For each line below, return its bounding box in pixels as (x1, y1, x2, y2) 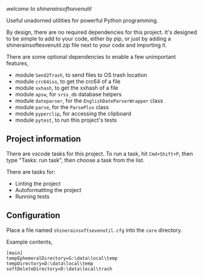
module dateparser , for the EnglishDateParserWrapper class (15, 97, 164, 104)
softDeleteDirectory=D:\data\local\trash (6, 266, 113, 272)
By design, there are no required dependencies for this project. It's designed (6, 28, 198, 36)
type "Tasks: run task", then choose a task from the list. (6, 156, 145, 164)
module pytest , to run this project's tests (15, 116, 117, 124)
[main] (6, 250, 23, 256)
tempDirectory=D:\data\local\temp (6, 260, 94, 266)
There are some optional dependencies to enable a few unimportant (6, 53, 176, 60)
